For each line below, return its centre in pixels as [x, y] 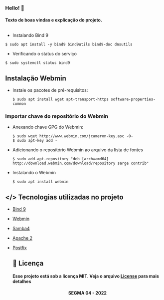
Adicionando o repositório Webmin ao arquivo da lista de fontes [78, 150]
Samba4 [21, 229]
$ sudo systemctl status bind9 [38, 63]
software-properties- [133, 99]
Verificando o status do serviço [45, 54]
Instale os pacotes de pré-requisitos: [50, 90]
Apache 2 [22, 238]
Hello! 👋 [15, 8]
